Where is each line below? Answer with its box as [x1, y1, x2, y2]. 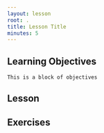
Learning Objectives [7, 55, 97, 67]
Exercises [7, 116, 51, 128]
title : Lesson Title [7, 23, 67, 30]
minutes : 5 [7, 29, 39, 37]
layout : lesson [7, 10, 51, 17]
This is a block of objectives [7, 74, 98, 81]
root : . [7, 17, 30, 24]
